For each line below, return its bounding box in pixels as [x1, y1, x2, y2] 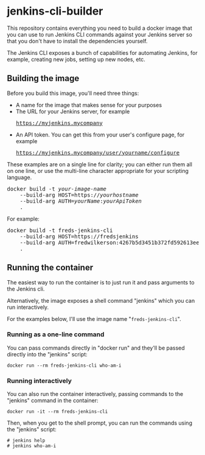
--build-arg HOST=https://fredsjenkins [19, 233, 139, 240]
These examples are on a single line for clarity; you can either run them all [7, 160, 192, 168]
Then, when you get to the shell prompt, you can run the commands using [7, 419, 192, 427]
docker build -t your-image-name [7, 185, 107, 192]
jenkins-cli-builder [7, 4, 103, 18]
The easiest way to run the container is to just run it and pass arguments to [7, 278, 195, 286]
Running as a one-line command [7, 330, 105, 339]
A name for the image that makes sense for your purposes [15, 101, 162, 108]
